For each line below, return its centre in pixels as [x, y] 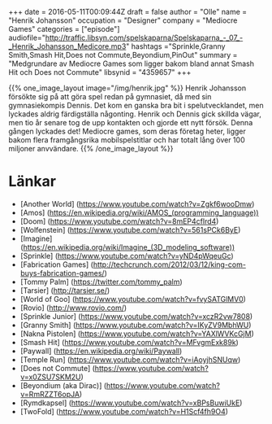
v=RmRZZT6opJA [50, 394]
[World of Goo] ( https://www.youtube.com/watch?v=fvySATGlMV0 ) [133, 299]
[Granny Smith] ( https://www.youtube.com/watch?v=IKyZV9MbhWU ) [136, 325]
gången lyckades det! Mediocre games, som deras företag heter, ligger [127, 131]
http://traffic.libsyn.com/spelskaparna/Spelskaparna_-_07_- [144, 37]
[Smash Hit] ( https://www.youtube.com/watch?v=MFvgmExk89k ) [130, 342]
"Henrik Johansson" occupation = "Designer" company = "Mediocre [123, 20]
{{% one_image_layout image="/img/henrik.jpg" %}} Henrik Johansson [127, 88]
